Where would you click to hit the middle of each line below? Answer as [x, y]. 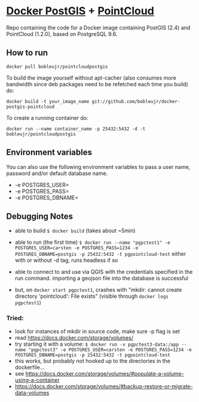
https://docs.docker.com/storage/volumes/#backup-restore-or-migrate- [104, 386]
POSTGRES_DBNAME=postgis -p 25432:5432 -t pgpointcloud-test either [100, 254]
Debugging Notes [40, 216]
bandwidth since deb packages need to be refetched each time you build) [97, 84]
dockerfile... [30, 367]
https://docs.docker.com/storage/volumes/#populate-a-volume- [105, 373]
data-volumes [32, 392]
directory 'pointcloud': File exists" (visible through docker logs [92, 296]
